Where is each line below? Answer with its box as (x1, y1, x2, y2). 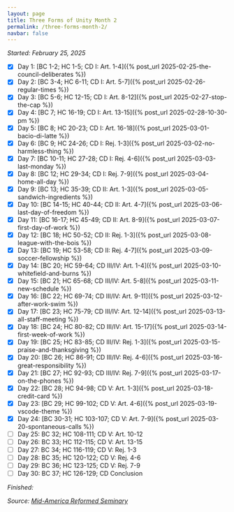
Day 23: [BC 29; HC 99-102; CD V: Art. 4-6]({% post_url (17, 399, 179, 407)
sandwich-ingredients (17, 193, 81, 201)
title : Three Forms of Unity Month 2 (7, 17, 117, 24)
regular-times (17, 85, 57, 94)
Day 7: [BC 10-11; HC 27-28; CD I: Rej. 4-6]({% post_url (17, 154, 176, 163)
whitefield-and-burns (17, 270, 79, 278)
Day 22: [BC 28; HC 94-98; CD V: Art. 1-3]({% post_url (17, 383, 175, 392)
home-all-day (17, 177, 57, 186)
